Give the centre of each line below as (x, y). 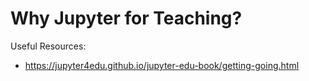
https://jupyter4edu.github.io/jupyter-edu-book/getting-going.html (162, 65)
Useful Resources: (48, 46)
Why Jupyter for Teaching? (126, 18)
